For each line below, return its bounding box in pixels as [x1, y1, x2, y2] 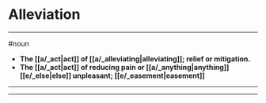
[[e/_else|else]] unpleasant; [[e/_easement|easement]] [19, 71, 206, 80]
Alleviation [8, 6, 81, 24]
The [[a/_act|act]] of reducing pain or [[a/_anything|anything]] [19, 62, 230, 72]
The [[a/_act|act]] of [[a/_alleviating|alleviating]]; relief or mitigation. [19, 53, 251, 64]
